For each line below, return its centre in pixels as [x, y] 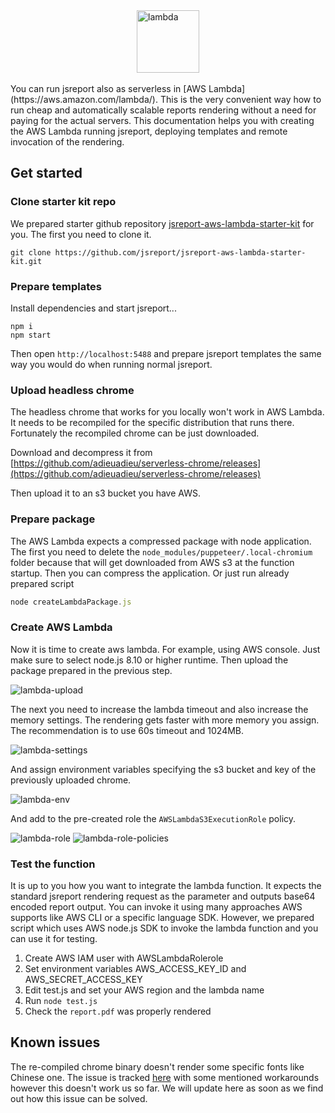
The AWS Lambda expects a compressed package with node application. [161, 541]
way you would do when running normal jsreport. [111, 364]
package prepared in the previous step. [91, 670]
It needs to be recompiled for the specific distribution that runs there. [152, 423]
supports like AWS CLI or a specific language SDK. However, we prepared [162, 918]
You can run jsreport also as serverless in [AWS [108, 88]
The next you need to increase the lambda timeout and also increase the [159, 709]
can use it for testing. [54, 939]
